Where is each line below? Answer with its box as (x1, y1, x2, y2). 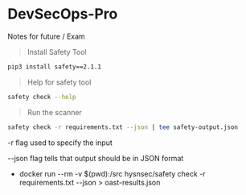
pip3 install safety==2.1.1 (7, 62, 102, 71)
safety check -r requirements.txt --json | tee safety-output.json (7, 122, 239, 131)
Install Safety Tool (27, 47, 88, 56)
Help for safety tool (27, 77, 92, 87)
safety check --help (7, 93, 77, 101)
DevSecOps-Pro (7, 5, 118, 23)
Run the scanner (27, 107, 82, 117)
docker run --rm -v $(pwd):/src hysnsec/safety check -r (18, 168, 206, 178)
